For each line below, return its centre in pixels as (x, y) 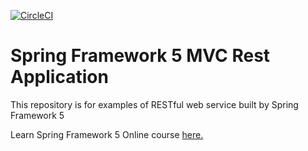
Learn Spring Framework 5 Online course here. (107, 134)
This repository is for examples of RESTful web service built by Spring (154, 104)
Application (59, 77)
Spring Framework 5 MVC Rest (140, 56)
